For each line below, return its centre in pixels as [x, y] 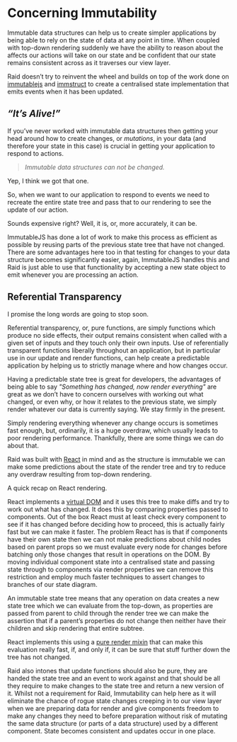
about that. [23, 445]
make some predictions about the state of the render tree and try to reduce [117, 467]
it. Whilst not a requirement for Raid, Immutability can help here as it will [112, 693]
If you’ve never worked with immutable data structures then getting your [113, 131]
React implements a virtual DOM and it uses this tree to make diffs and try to [118, 501]
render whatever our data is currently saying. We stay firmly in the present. [117, 409]
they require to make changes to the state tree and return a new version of [116, 685]
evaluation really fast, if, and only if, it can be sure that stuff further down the [119, 649]
